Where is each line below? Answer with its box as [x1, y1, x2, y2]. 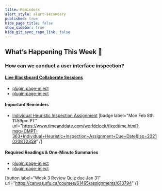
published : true [5, 16, 38, 21]
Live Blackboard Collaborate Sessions [5, 74, 83, 80]
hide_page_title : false [5, 20, 53, 26]
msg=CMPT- [12, 128, 38, 134]
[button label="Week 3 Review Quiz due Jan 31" [5, 175, 101, 181]
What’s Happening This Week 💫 [5, 48, 102, 56]
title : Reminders [5, 7, 40, 12]
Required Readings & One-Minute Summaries [5, 150, 98, 155]
